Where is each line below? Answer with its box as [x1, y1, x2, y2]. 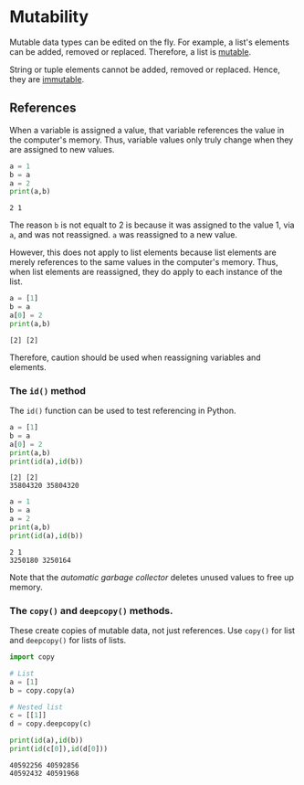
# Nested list [9, 702, 64, 712]
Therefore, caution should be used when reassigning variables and [9, 352, 262, 363]
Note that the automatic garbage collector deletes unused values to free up [9, 571, 295, 582]
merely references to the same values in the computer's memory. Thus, [9, 257, 278, 268]
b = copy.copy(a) [9, 685, 76, 695]
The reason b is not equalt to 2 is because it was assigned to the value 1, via [9, 219, 295, 230]
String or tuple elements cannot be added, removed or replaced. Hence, [9, 64, 280, 75]
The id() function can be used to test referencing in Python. [9, 405, 236, 417]
